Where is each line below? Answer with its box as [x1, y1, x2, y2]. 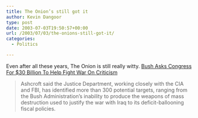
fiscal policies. [20, 105, 56, 112]
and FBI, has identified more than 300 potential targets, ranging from [20, 86, 187, 93]
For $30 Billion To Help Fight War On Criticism [6, 69, 118, 76]
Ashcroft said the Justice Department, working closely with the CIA [20, 80, 184, 87]
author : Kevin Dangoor [6, 14, 62, 20]
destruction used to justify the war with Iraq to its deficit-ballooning [20, 99, 184, 106]
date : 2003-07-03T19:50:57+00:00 [6, 25, 88, 31]
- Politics [11, 42, 38, 48]
